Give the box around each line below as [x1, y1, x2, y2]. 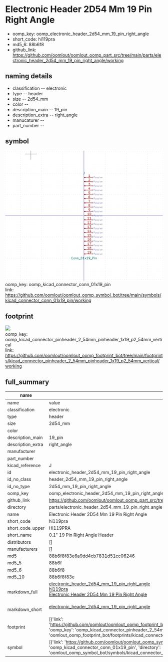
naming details [5, 72, 52, 81]
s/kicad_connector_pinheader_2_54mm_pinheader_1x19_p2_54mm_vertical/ [5, 358, 160, 364]
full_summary [5, 377, 49, 386]
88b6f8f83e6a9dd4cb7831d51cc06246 [48, 553, 135, 559]
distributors [7, 539, 31, 545]
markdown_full [7, 589, 38, 595]
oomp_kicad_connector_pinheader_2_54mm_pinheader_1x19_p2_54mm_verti [5, 337, 162, 343]
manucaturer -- [12, 117, 44, 123]
